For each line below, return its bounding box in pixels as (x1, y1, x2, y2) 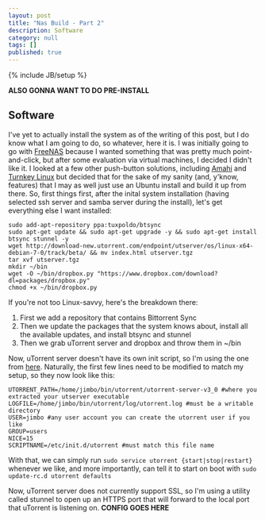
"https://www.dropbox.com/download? (96, 269, 218, 278)
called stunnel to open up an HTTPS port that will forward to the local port (8, 494, 250, 504)
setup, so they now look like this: (8, 370, 115, 379)
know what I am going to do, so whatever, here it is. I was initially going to (8, 138, 249, 148)
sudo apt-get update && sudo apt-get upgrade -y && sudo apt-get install (8, 228, 258, 236)
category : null (8, 33, 59, 42)
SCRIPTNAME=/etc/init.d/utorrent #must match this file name (8, 441, 215, 449)
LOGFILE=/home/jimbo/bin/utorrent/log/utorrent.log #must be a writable (8, 399, 254, 407)
